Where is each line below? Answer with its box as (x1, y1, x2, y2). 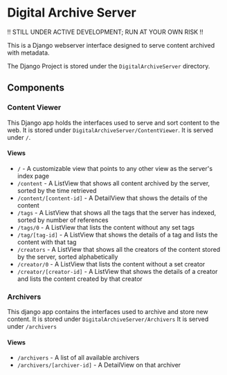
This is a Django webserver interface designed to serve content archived (7, 41, 215, 49)
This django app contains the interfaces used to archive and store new (7, 308, 209, 316)
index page (17, 172, 50, 180)
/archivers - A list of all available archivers (17, 354, 140, 362)
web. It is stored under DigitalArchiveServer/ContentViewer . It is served (7, 126, 213, 134)
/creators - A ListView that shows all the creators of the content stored (17, 245, 221, 253)
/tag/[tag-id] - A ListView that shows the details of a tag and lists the (17, 230, 218, 239)
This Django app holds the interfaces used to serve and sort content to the (7, 118, 220, 127)
